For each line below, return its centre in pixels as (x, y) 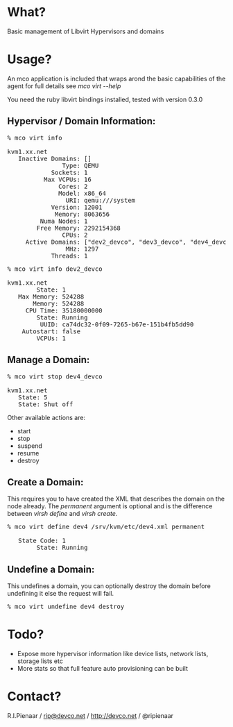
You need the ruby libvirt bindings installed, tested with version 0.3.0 (105, 99)
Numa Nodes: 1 (64, 221)
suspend (30, 446)
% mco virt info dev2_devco (55, 269)
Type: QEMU (80, 165)
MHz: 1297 (82, 249)
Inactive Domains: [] (55, 158)
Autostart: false (51, 331)
